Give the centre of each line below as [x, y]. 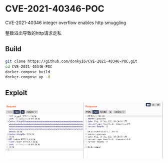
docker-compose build [28, 72]
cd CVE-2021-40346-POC [29, 66]
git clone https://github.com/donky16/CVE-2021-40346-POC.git [71, 61]
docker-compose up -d [28, 77]
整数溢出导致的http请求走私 [33, 33]
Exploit [16, 93]
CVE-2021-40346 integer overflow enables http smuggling [66, 23]
